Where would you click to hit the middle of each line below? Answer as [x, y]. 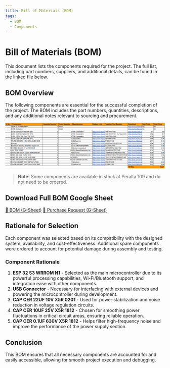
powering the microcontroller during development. [65, 294]
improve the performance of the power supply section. [70, 327]
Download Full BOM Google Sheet [59, 198]
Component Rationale [32, 261]
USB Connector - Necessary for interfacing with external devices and [85, 289]
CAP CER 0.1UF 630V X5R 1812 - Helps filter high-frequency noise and [87, 321]
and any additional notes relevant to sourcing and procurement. [71, 116]
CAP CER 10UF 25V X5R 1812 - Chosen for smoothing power [76, 310]
